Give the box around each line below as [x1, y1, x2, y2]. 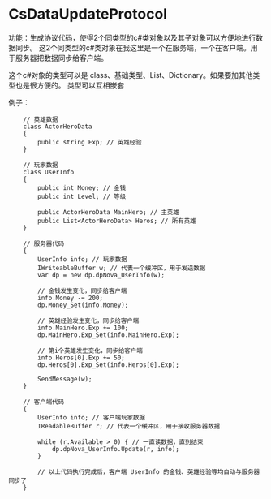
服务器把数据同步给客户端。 [15, 53, 108, 62]
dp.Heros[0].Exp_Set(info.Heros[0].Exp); [37, 360, 180, 369]
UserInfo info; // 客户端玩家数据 [37, 413, 146, 422]
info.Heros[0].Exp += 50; [37, 354, 126, 362]
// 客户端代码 [23, 398, 65, 406]
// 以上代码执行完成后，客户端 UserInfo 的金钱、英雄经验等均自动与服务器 [37, 467, 260, 475]
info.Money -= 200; [37, 294, 104, 302]
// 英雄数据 [23, 115, 58, 123]
